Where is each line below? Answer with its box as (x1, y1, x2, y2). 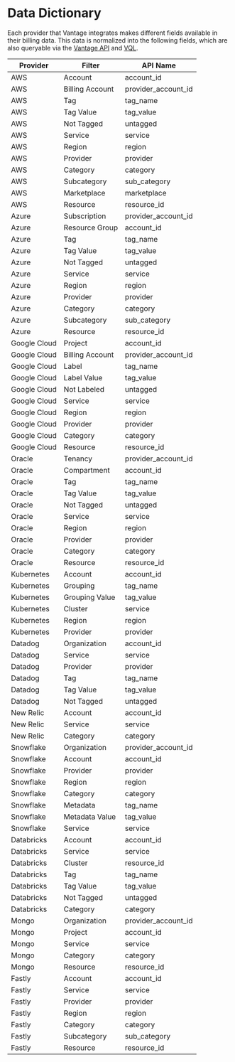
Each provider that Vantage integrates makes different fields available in (7, 28, 218, 37)
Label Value (63, 372, 103, 382)
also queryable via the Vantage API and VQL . (7, 43, 138, 52)
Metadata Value (63, 812, 116, 822)
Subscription (63, 211, 106, 221)
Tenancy (63, 454, 92, 463)
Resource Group (63, 222, 119, 232)
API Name (141, 60, 176, 70)
